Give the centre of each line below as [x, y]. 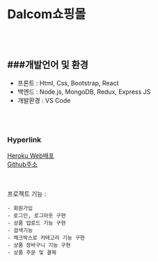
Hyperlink [24, 140]
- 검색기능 [20, 231]
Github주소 [23, 165]
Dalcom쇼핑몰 [47, 14]
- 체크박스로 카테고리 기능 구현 [46, 238]
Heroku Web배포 [31, 156]
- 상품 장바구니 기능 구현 [39, 245]
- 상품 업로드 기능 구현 [37, 223]
